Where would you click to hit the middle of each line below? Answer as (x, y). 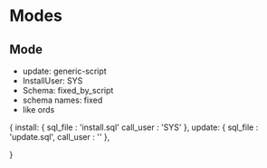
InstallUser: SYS (52, 81)
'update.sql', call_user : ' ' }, (60, 137)
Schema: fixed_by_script (68, 90)
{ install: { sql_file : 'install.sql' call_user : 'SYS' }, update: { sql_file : (134, 127)
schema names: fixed (62, 100)
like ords (38, 109)
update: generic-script (64, 71)
